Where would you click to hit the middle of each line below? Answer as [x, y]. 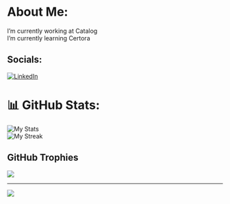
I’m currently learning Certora [49, 38]
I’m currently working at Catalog [52, 31]
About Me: [38, 12]
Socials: [25, 60]
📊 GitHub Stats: [54, 105]
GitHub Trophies [43, 158]
